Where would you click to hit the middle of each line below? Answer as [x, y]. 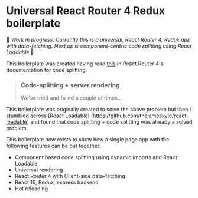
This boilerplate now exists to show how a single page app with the [88, 140]
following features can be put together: [54, 146]
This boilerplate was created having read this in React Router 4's [85, 64]
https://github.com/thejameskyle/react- [141, 115]
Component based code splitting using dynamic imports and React [96, 157]
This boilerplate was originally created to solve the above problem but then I [99, 110]
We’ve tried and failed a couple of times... [71, 98]
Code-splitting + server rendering [70, 85]
